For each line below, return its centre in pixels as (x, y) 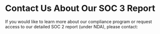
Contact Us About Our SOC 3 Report (80, 8)
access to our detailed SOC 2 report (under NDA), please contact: (72, 26)
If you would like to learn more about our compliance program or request (79, 22)
